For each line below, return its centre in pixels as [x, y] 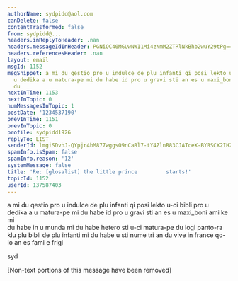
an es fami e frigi [39, 243]
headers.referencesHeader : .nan [55, 54]
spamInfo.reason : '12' [41, 159]
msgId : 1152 [25, 67]
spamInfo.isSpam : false [42, 152]
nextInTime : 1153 [33, 93]
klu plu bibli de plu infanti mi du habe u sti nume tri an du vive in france [110, 235]
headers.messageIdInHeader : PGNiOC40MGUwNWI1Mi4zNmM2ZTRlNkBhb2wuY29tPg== [120, 47]
